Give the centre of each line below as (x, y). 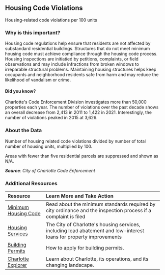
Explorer (17, 265)
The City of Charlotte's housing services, (93, 224)
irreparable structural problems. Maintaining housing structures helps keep (81, 69)
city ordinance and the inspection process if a (98, 210)
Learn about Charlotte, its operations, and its (97, 259)
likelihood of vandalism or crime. (38, 80)
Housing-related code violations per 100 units (51, 20)
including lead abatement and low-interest (95, 230)
